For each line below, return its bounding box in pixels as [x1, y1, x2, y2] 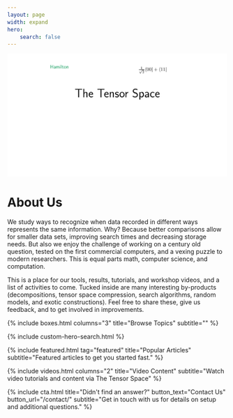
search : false [20, 33, 61, 40]
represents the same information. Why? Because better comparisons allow [7, 225, 222, 234]
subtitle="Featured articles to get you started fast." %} [7, 353, 164, 362]
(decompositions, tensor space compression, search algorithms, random [7, 290, 216, 299]
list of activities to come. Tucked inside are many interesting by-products [7, 283, 217, 292]
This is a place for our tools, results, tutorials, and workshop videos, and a [7, 276, 220, 284]
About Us [7, 195, 63, 211]
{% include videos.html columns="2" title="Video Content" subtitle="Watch [7, 367, 225, 375]
